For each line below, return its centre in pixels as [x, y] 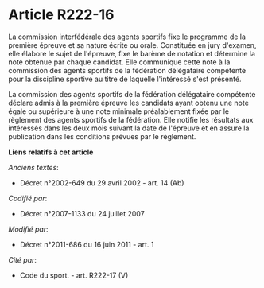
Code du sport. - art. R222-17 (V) [74, 275]
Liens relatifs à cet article [51, 152]
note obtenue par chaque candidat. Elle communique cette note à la [119, 62]
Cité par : [23, 259]
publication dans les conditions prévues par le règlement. [102, 136]
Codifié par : [28, 198]
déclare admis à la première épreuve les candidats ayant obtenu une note [128, 103]
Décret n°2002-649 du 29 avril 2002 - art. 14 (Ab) [102, 183]
